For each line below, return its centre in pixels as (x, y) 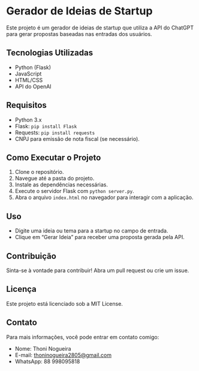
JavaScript (28, 74)
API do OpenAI (33, 86)
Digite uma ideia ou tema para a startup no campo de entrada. (91, 231)
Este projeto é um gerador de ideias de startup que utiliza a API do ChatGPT (100, 28)
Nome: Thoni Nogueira (43, 348)
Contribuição (31, 256)
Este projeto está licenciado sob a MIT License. (64, 303)
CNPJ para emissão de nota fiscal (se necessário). (77, 138)
